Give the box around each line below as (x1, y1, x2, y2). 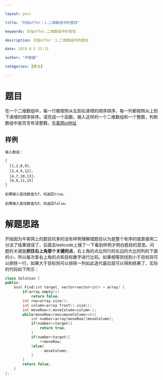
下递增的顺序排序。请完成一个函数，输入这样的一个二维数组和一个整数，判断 (5, 114, 158, 120)
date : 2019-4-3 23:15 (5, 47, 49, 52)
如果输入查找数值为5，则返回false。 (5, 201, 69, 206)
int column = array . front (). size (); (22, 303, 92, 308)
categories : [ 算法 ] (5, 64, 43, 69)
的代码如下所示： (5, 266, 39, 272)
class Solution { (5, 276, 40, 281)
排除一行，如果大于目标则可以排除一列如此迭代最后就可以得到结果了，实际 (9, 260, 158, 266)
